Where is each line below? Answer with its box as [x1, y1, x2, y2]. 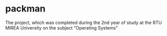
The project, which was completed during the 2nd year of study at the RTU [5, 19, 162, 25]
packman [5, 3, 46, 14]
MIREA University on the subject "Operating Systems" [5, 24, 118, 30]
